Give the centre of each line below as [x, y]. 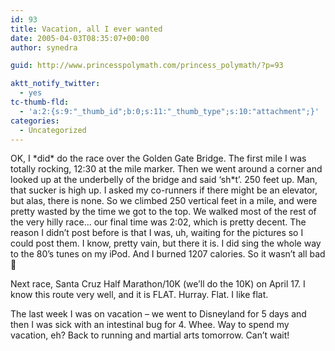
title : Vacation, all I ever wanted [86, 29]
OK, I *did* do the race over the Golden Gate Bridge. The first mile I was [158, 158]
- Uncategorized [53, 130]
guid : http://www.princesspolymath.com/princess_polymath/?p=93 [147, 66]
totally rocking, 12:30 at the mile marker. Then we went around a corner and [166, 169]
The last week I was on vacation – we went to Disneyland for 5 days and [158, 314]
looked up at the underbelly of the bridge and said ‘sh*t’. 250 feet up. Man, [164, 180]
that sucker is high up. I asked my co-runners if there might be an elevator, [164, 190]
